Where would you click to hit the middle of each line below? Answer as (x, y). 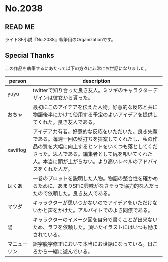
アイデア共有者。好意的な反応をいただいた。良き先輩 (96, 131)
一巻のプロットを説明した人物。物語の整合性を (88, 178)
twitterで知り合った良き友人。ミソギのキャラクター (93, 90)
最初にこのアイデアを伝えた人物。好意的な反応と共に (96, 107)
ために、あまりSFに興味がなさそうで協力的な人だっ (99, 186)
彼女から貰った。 (73, 98)
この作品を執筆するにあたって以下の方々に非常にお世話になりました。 (77, 68)
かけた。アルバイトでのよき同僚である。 (106, 210)
